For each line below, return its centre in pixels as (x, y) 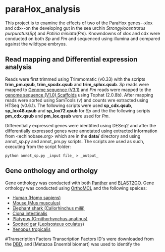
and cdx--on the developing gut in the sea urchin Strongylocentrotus (75, 28)
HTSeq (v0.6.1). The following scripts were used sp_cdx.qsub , (69, 105)
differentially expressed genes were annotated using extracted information (81, 131)
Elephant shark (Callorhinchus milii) (49, 208)
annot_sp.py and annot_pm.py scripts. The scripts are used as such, (75, 141)
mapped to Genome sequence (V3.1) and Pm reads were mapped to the (78, 90)
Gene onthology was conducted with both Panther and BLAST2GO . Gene (80, 183)
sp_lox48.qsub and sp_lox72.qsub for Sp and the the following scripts (78, 110)
